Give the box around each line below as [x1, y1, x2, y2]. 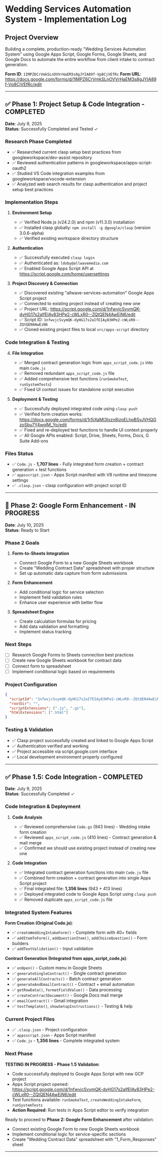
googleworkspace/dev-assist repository [12, 155, 92, 160]
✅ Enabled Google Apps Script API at [19, 266, 94, 272]
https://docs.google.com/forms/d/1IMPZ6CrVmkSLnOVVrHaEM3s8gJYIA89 [5, 77, 157, 82]
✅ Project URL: [19, 306, 49, 312]
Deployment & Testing [12, 396, 58, 402]
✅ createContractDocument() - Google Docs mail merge [12, 992, 123, 998]
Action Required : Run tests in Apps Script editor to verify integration [12, 1107, 149, 1113]
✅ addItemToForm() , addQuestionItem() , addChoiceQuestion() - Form [12, 935, 147, 941]
